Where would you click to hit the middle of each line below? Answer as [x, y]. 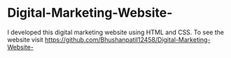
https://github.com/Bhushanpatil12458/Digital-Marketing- [127, 39]
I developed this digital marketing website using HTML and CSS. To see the [116, 32]
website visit [25, 39]
